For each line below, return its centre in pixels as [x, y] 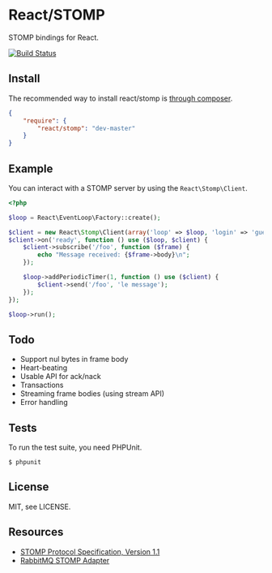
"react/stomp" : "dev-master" [87, 128]
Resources [36, 532]
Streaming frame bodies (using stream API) [92, 394]
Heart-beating [44, 368]
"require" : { [45, 121]
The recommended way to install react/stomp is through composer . [121, 98]
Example [31, 168]
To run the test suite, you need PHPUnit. [75, 447]
